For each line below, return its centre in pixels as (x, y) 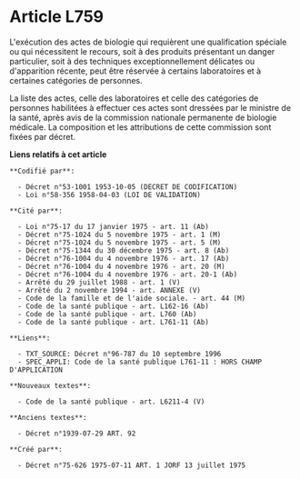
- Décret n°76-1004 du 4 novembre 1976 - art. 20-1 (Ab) (128, 274)
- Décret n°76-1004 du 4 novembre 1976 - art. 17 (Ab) (124, 258)
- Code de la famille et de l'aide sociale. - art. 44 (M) (132, 298)
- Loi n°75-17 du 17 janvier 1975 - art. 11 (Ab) (113, 226)
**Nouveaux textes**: (50, 385)
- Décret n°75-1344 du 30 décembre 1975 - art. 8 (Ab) (124, 250)
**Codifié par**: (42, 171)
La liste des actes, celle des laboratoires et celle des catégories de (134, 98)
